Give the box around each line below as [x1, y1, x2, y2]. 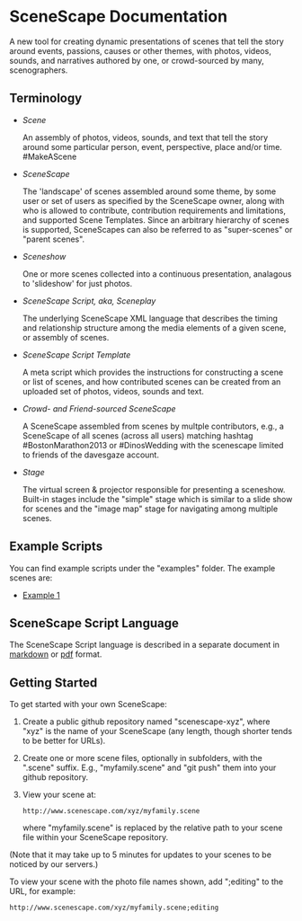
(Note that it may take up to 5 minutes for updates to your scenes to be [9, 849, 272, 860]
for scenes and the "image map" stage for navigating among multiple [22, 503, 279, 514]
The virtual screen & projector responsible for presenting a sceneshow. [22, 483, 286, 495]
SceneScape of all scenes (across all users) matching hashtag [22, 430, 253, 441]
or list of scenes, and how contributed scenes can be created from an [22, 376, 281, 387]
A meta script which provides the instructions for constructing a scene [22, 367, 284, 377]
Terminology [9, 91, 83, 106]
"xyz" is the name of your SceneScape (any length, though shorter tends [22, 726, 293, 737]
